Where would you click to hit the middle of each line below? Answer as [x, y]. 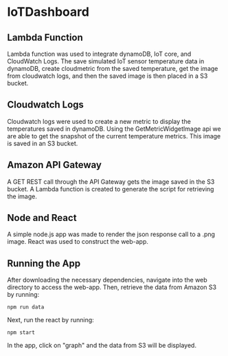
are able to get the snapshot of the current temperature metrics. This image [114, 136]
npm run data [26, 307]
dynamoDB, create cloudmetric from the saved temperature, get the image [113, 69]
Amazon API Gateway [54, 165]
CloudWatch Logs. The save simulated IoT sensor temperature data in [106, 61]
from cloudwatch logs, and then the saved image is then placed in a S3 [107, 76]
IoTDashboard [48, 12]
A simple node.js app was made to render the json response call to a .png [111, 234]
